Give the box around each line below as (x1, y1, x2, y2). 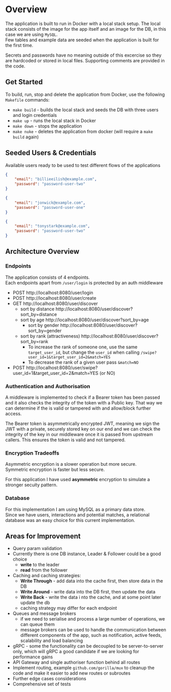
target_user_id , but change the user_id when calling (28, 349, 140, 355)
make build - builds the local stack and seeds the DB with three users (12, 106, 159, 113)
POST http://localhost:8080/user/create (12, 295, 96, 301)
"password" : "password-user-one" (14, 205, 86, 210)
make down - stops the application (12, 123, 83, 129)
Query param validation (12, 545, 62, 552)
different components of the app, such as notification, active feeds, (20, 632, 162, 638)
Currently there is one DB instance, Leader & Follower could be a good (12, 551, 161, 557)
